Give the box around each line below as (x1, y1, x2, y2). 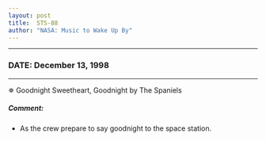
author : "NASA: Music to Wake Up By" (8, 26, 133, 34)
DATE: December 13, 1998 (8, 60, 109, 71)
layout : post (8, 11, 51, 20)
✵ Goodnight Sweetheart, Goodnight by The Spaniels (8, 85, 182, 95)
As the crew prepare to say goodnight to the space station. (19, 124, 212, 133)
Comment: (8, 104, 44, 113)
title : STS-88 (8, 19, 59, 27)
